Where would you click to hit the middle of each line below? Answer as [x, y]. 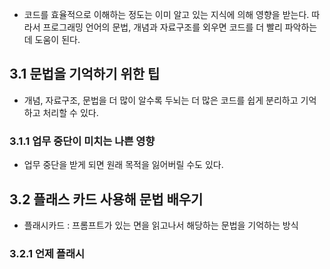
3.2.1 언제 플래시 [47, 253]
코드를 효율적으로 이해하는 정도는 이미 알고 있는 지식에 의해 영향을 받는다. [166, 14]
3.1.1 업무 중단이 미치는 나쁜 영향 [82, 141]
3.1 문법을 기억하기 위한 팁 [85, 74]
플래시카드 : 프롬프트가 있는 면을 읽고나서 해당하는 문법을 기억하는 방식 [161, 225]
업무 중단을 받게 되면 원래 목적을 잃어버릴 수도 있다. [123, 165]
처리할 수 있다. [70, 112]
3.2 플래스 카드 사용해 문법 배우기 [106, 199]
